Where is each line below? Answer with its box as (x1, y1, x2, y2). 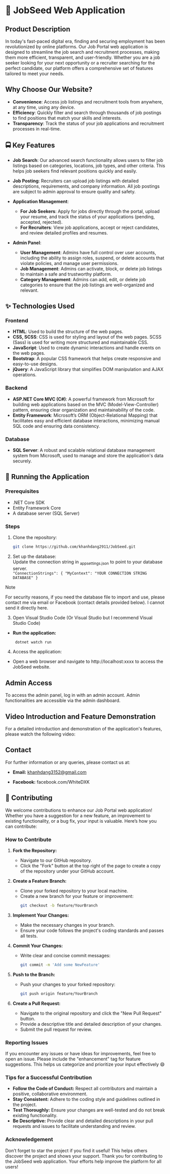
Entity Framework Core (12, 505, 61, 511)
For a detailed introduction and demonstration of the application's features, (5, 726, 162, 732)
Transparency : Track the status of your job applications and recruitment (12, 120, 164, 126)
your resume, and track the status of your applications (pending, (20, 213, 155, 220)
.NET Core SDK (12, 499, 45, 506)
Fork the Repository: (12, 847, 57, 853)
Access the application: (12, 649, 62, 655)
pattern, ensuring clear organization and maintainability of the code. (12, 407, 155, 413)
